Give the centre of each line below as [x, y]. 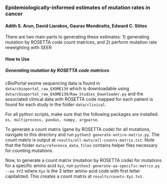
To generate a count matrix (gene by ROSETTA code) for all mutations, [78, 129]
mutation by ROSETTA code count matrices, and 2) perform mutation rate [81, 42]
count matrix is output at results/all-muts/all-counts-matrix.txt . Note [80, 140]
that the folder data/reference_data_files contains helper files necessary [81, 145]
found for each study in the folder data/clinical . [56, 104]
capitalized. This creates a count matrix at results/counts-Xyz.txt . [74, 176]
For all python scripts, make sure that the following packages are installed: [82, 114]
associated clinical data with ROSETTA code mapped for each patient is [79, 99]
